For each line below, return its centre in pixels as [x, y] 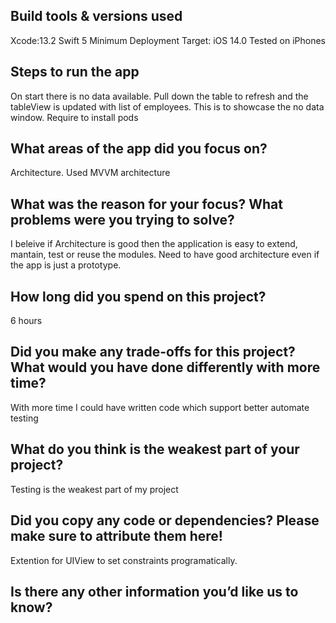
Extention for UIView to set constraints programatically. [124, 560]
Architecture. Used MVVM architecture [90, 173]
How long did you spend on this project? [138, 296]
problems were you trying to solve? [122, 219]
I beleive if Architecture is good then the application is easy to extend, [154, 244]
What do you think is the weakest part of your [155, 449]
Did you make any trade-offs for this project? [153, 352]
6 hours [26, 321]
